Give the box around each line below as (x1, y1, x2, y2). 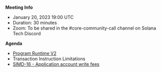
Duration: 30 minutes (12, 20, 57, 26)
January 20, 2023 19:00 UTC (12, 14, 74, 20)
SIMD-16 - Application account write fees (12, 61, 100, 67)
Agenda (5, 40, 22, 46)
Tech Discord (12, 31, 41, 36)
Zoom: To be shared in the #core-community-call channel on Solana (12, 25, 156, 31)
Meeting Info (5, 5, 33, 10)
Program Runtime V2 (12, 51, 57, 56)
